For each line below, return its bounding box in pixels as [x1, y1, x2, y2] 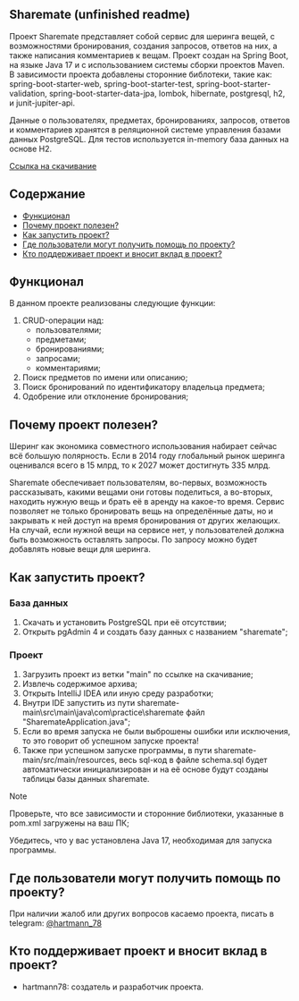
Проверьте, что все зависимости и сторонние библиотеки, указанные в [9, 809, 284, 819]
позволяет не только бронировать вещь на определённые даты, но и [9, 505, 274, 517]
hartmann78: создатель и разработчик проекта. [21, 981, 203, 992]
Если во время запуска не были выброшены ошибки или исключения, [21, 726, 291, 737]
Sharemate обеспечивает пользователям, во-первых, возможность [9, 478, 268, 488]
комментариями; [35, 362, 101, 374]
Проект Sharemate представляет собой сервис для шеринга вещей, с [9, 30, 275, 41]
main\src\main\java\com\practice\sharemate [21, 707, 185, 718]
